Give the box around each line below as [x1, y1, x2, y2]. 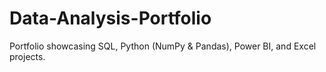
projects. [9, 50, 46, 62]
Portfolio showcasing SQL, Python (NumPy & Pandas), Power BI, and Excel [9, 40, 317, 52]
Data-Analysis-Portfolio [9, 7, 212, 30]
